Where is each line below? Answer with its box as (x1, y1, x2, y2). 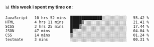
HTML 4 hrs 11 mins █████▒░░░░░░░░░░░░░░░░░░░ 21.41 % (5, 20, 149, 25)
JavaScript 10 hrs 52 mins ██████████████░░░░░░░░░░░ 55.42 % (5, 15, 149, 20)
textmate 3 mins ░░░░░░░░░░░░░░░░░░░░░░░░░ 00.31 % (5, 37, 149, 42)
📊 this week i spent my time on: (5, 4, 73, 10)
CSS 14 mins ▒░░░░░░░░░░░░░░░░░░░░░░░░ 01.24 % (5, 33, 149, 38)
